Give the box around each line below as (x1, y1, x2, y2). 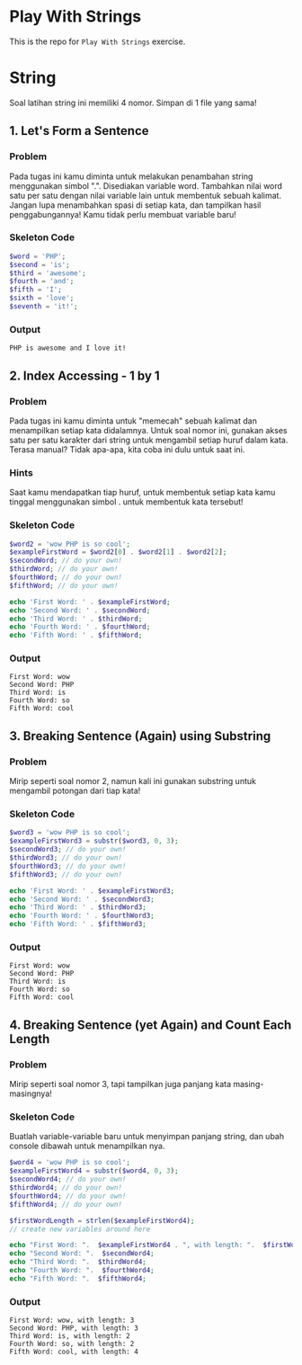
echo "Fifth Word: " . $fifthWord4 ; (9, 1274, 147, 1283)
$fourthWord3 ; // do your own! (9, 861, 127, 870)
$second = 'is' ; (9, 260, 70, 269)
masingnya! (9, 1088, 52, 1099)
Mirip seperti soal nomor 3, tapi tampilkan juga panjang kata (9, 1079, 232, 1090)
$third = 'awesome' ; (9, 268, 87, 278)
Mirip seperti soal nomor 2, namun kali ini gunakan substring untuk (9, 776, 256, 787)
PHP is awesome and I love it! (9, 343, 127, 352)
